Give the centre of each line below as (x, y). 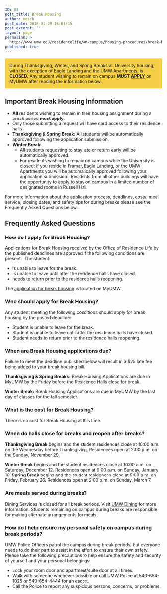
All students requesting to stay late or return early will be (78, 150)
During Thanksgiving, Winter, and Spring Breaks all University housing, (82, 65)
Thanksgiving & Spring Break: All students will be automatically (78, 134)
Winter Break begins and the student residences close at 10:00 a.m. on (78, 465)
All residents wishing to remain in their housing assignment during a (82, 113)
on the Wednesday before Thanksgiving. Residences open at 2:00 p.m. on (81, 450)
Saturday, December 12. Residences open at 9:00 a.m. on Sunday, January (82, 470)
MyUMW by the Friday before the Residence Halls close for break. (73, 382)
